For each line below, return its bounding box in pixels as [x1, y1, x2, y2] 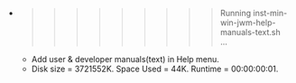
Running [219, 8, 252, 18]
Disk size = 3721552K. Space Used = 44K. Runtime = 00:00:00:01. [31, 63, 279, 74]
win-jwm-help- [219, 17, 276, 28]
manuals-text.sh [219, 27, 282, 37]
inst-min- [252, 8, 288, 18]
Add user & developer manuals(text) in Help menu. [31, 54, 219, 64]
